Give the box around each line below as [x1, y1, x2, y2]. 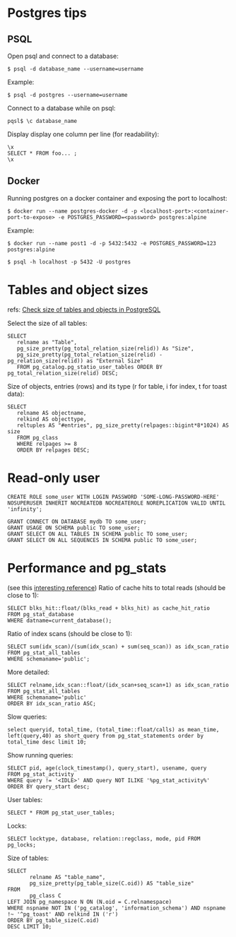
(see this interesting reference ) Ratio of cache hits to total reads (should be [7, 583, 226, 591]
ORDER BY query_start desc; [7, 783, 90, 790]
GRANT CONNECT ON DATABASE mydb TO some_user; [7, 518, 147, 525]
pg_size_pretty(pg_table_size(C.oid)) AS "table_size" [29, 880, 194, 887]
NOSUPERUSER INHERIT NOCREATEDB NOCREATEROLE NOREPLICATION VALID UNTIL [7, 500, 226, 507]
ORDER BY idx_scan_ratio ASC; [7, 700, 97, 707]
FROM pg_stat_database [7, 611, 74, 618]
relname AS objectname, [16, 409, 87, 416]
